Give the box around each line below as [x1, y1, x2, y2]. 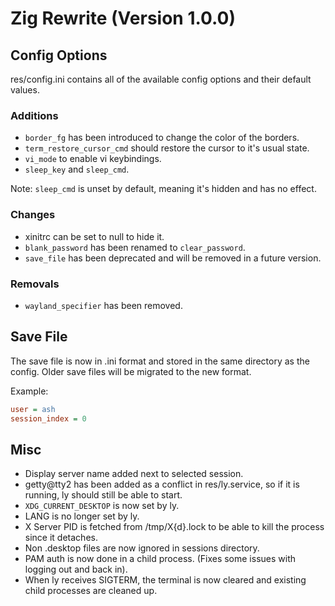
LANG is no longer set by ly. [24, 510, 140, 522]
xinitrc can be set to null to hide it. [24, 230, 165, 242]
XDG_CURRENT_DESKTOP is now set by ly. [24, 500, 180, 512]
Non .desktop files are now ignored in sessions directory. [24, 542, 260, 554]
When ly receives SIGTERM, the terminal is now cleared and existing [24, 574, 307, 586]
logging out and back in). [24, 563, 128, 576]
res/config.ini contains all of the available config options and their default [10, 73, 312, 85]
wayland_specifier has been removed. [24, 299, 183, 311]
